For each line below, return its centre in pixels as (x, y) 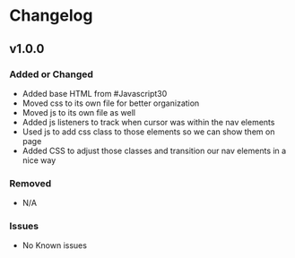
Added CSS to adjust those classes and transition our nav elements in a (154, 150)
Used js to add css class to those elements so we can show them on (148, 132)
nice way (39, 160)
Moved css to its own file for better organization (111, 103)
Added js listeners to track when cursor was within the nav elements (148, 122)
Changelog (51, 16)
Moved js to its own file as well (79, 112)
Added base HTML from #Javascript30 (95, 93)
